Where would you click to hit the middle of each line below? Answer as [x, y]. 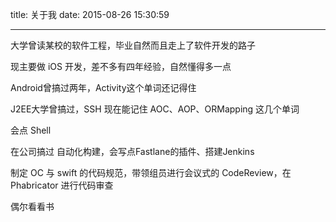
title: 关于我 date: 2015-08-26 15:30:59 [90, 14]
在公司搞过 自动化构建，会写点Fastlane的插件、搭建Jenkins [132, 151]
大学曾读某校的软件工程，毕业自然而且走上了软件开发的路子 [133, 45]
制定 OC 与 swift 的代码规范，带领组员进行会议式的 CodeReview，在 [151, 172]
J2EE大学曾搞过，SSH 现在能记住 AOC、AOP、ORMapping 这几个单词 [155, 109]
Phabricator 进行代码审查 [62, 185]
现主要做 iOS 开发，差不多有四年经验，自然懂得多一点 [121, 66]
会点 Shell [31, 130]
